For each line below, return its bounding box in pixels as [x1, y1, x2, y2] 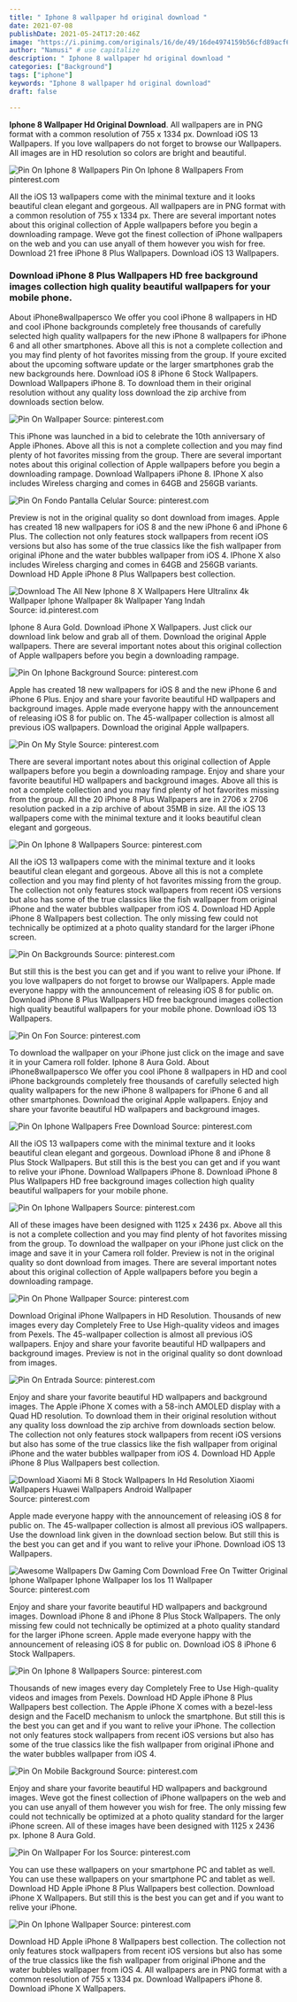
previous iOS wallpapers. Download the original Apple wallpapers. [9, 722, 250, 732]
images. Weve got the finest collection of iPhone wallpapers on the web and [9, 1792, 286, 1803]
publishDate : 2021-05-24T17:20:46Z [9, 29, 141, 38]
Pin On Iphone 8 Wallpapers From [121, 165, 244, 175]
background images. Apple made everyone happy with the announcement [9, 703, 279, 714]
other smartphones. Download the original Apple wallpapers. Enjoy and [9, 1094, 269, 1105]
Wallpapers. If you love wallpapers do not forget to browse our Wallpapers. [9, 138, 282, 149]
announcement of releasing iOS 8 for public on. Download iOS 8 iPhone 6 [9, 1639, 277, 1650]
